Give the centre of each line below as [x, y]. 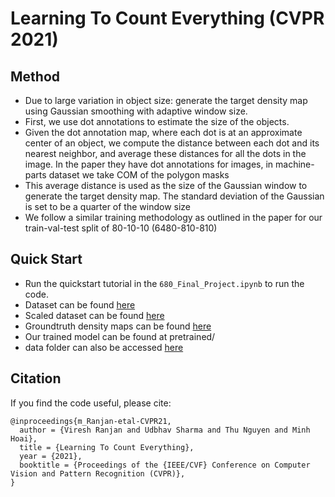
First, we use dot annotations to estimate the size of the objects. [157, 121]
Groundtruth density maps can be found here [118, 326]
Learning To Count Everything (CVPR [167, 18]
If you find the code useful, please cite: [91, 403]
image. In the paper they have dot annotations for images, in [149, 164]
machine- [295, 164]
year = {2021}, [51, 456]
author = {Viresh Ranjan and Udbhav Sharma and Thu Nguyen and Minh [165, 430]
